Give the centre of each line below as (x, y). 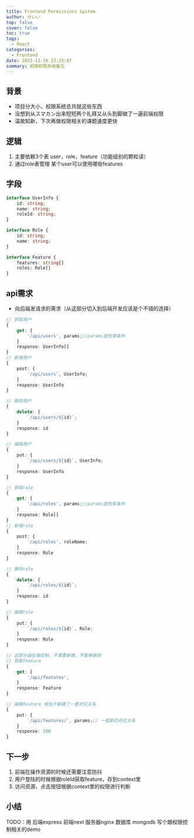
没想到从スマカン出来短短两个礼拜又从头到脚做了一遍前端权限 (89, 114)
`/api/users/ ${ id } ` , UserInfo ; (65, 461)
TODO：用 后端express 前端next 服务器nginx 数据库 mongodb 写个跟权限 (94, 822)
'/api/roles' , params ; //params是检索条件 (76, 504)
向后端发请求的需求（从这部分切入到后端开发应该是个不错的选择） (94, 309)
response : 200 (34, 731)
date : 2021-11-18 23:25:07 (39, 60)
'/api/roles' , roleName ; (57, 542)
